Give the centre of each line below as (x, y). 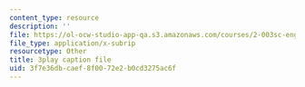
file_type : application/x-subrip (73, 43)
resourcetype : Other (49, 52)
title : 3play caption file (60, 60)
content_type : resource (54, 18)
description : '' (40, 26)
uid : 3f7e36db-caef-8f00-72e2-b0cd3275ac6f (93, 69)
